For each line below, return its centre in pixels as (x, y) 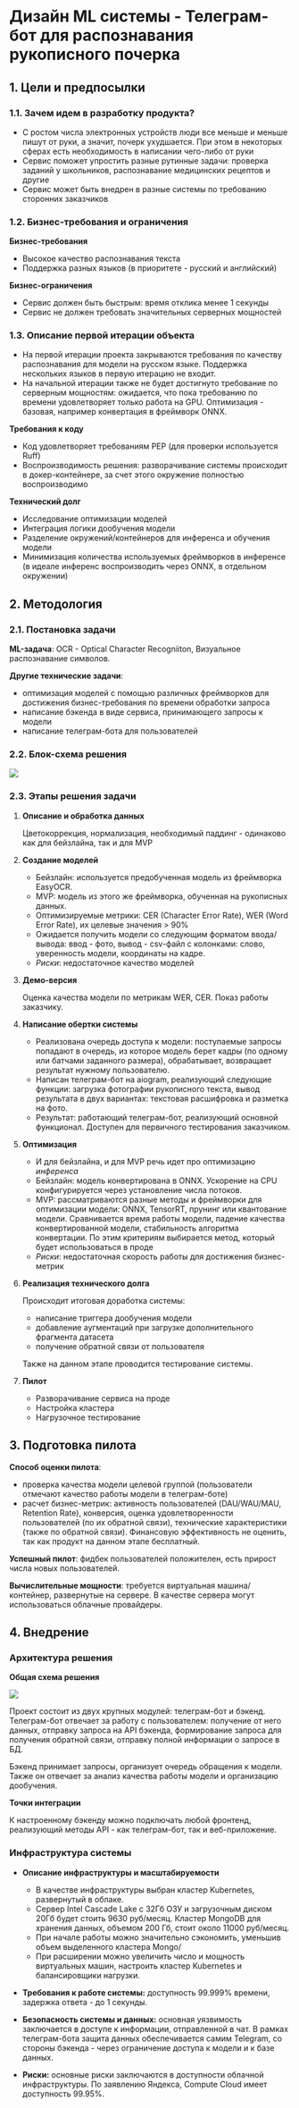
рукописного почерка (95, 55)
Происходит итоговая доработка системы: (104, 1300)
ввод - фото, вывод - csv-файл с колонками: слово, (167, 944)
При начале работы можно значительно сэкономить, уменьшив (158, 1937)
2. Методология (56, 604)
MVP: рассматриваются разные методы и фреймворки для (149, 1199)
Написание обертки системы (80, 1024)
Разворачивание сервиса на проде (103, 1398)
